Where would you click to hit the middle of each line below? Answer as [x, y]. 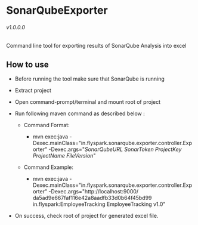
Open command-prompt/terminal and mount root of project [88, 102]
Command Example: [48, 167]
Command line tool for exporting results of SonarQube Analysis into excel [96, 46]
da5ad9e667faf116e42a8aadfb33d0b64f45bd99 [92, 198]
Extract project [33, 91]
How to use [27, 64]
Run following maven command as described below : [80, 113]
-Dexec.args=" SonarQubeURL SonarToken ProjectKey [115, 149]
